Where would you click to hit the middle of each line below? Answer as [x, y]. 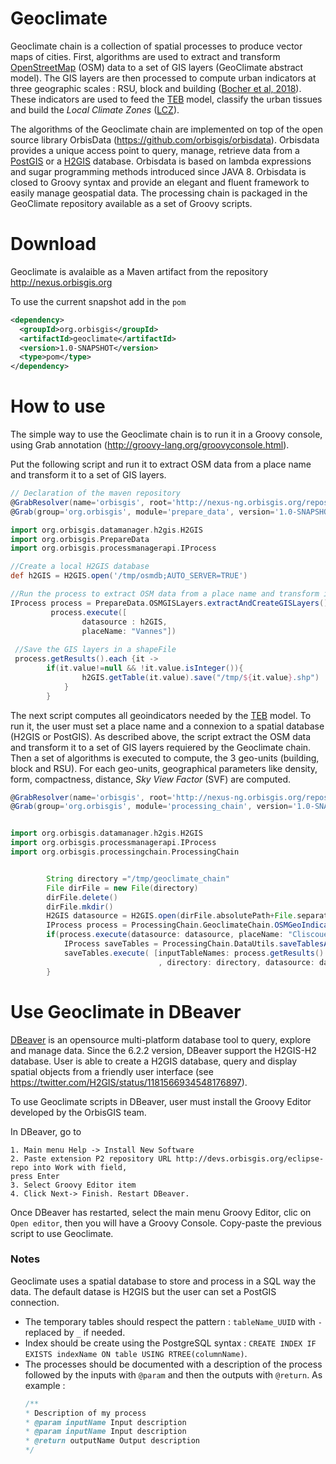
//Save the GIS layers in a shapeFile [95, 650]
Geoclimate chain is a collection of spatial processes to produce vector [156, 46]
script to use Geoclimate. [62, 1233]
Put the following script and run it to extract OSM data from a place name [161, 464]
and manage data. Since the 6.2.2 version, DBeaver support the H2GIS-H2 [163, 1050]
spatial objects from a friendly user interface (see [112, 1071]
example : [45, 1385]
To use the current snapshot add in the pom [98, 301]
